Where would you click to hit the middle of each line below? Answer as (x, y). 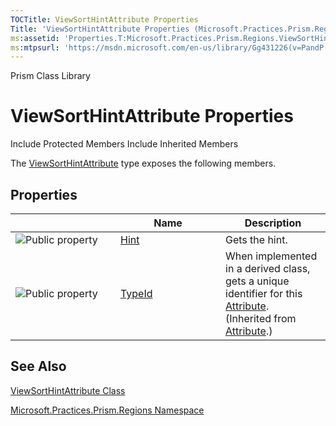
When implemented (271, 256)
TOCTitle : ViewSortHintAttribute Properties (104, 19)
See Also (38, 366)
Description (273, 223)
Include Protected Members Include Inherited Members (124, 144)
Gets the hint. (256, 239)
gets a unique (257, 281)
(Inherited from (261, 318)
